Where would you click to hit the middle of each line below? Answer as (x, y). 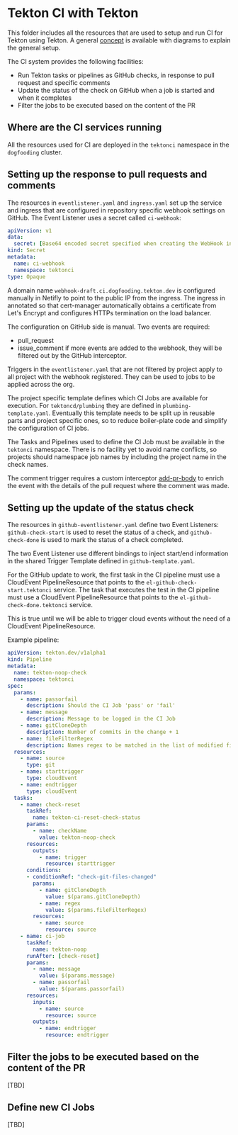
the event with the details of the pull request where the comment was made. (118, 485)
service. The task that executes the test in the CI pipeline (136, 590)
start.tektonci (30, 591)
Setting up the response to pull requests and (107, 175)
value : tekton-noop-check (77, 837)
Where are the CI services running (85, 128)
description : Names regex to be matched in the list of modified (124, 745)
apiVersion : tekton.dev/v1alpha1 (57, 653)
